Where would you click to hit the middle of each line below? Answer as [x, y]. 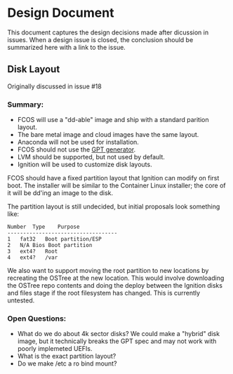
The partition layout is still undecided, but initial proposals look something [114, 207]
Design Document [61, 13]
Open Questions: [37, 319]
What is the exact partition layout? [67, 356]
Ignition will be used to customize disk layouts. [85, 165]
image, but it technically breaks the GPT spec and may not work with [117, 341]
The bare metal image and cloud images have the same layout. [108, 135]
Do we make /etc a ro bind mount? [67, 363]
